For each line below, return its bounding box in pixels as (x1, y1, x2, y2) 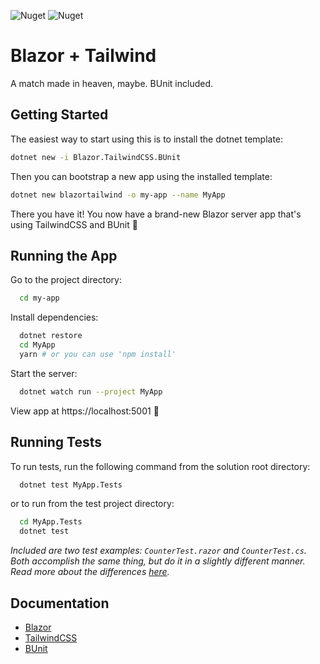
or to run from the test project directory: (10, 498, 175, 510)
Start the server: (10, 367, 78, 379)
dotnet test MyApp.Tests (19, 480, 123, 490)
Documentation (10, 595, 110, 612)
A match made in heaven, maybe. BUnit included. (10, 77, 213, 89)
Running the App (10, 247, 118, 264)
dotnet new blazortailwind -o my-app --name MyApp (10, 190, 226, 200)
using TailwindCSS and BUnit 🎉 (10, 218, 138, 230)
